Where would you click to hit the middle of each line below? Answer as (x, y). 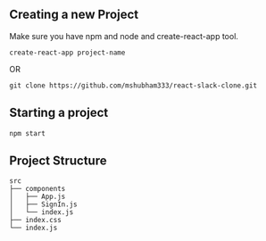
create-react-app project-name (67, 53)
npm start (28, 133)
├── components (37, 189)
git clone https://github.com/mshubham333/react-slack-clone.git (133, 85)
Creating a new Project (74, 15)
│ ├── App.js (37, 197)
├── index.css (36, 220)
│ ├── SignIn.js (43, 204)
